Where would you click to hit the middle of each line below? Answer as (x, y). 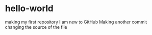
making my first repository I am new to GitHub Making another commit (76, 22)
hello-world (29, 9)
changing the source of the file (36, 27)
